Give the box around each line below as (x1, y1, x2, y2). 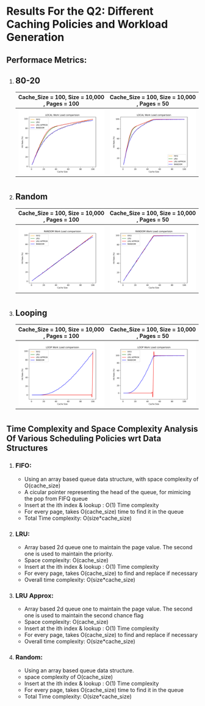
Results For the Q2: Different (6, 4, 154, 18)
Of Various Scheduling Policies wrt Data (6, 434, 162, 444)
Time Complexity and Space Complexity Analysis (6, 424, 198, 434)
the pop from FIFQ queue (24, 495, 88, 502)
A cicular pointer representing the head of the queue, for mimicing (24, 488, 191, 495)
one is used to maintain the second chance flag (24, 612, 144, 619)
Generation (6, 31, 65, 44)
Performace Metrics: (6, 54, 87, 65)
